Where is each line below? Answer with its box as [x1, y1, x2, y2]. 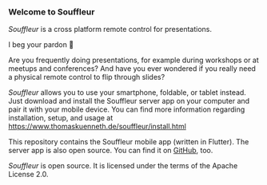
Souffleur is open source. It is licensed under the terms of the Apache [8, 161, 238, 171]
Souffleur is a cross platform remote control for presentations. [8, 25, 213, 34]
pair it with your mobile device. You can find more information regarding [8, 104, 245, 114]
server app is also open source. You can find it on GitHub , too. [8, 146, 213, 155]
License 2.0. [8, 170, 49, 179]
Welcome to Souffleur [8, 6, 95, 18]
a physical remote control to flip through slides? [8, 73, 165, 82]
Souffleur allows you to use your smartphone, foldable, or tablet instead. [8, 88, 246, 97]
